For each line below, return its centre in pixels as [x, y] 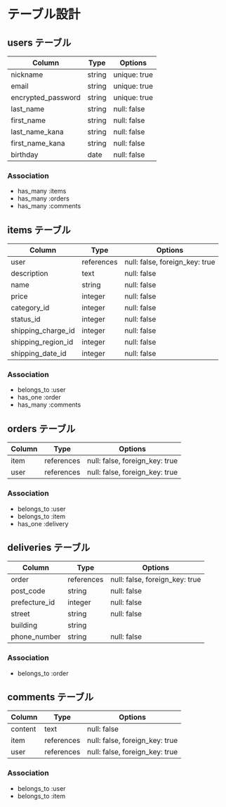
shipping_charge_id [43, 331]
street [20, 614]
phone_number [36, 637]
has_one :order [39, 398]
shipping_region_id [42, 342]
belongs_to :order [43, 673]
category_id [30, 308]
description [29, 274]
